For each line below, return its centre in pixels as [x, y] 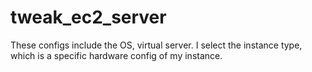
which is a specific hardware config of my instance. [116, 55]
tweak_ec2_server [88, 17]
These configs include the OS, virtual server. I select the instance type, [156, 45]
